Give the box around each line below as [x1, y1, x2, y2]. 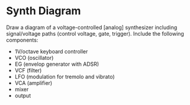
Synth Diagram [6, 4, 81, 18]
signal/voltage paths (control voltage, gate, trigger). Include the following [6, 30, 185, 37]
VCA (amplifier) [14, 79, 53, 87]
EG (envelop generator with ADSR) [14, 61, 99, 68]
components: [6, 36, 38, 43]
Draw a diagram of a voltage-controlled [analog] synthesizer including [6, 24, 178, 31]
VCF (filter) [14, 66, 42, 74]
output [14, 92, 31, 99]
